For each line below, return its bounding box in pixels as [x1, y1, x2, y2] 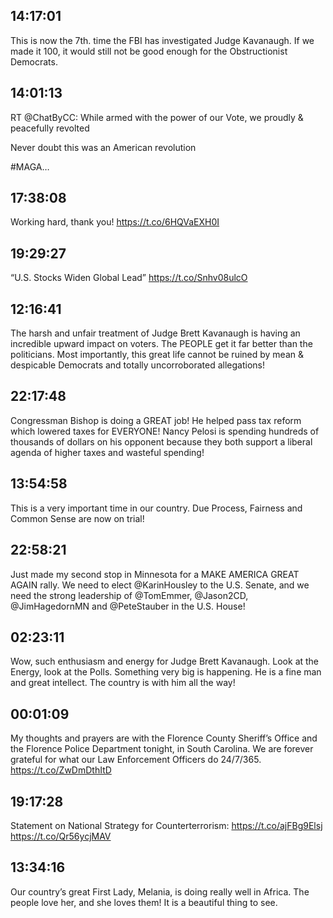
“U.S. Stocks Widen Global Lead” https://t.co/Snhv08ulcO [10, 272, 248, 284]
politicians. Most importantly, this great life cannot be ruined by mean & [10, 349, 304, 361]
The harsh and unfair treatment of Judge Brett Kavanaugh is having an [10, 327, 301, 339]
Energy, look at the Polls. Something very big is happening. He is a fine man [10, 666, 322, 678]
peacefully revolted [10, 122, 90, 134]
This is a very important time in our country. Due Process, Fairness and [10, 502, 303, 514]
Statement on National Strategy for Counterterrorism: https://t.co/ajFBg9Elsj [10, 819, 323, 831]
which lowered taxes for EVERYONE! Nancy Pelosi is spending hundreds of [10, 425, 320, 437]
